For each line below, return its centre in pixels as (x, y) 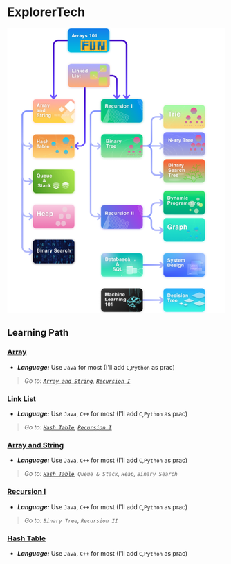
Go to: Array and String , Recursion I (77, 381)
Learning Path (38, 333)
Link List (22, 398)
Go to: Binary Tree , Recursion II (71, 520)
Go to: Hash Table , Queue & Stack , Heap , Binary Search (101, 474)
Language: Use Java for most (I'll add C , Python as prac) (96, 367)
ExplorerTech (46, 12)
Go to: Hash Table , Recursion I (68, 427)
